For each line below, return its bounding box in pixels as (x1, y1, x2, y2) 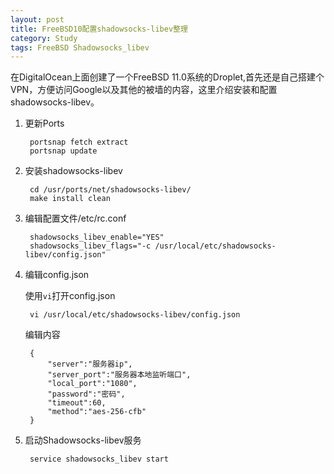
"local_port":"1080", (47, 379, 138, 389)
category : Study (10, 33, 78, 43)
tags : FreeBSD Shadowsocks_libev (10, 42, 150, 53)
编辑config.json (24, 269, 90, 281)
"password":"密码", (47, 389, 126, 400)
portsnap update (29, 146, 98, 156)
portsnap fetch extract (29, 137, 129, 148)
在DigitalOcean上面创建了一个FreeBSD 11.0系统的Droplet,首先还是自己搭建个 (10, 71, 325, 83)
